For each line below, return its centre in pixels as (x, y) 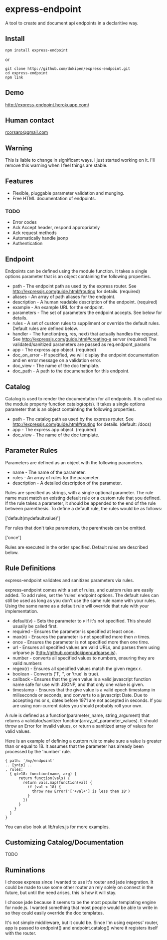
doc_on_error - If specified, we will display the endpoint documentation (85, 355)
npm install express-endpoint (37, 50)
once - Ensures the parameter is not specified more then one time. (81, 642)
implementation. (22, 611)
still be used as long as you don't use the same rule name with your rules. (81, 601)
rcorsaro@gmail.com (27, 132)
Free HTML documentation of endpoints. (54, 198)
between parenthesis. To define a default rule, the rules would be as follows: (84, 508)
